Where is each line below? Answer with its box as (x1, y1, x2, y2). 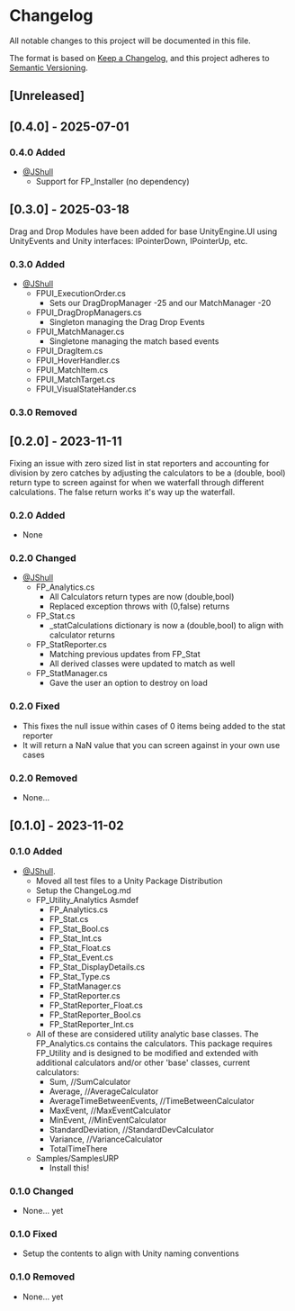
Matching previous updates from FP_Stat (49, 649, 201, 660)
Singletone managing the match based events (49, 336, 219, 347)
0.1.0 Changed (9, 1185, 74, 1198)
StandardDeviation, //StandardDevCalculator (49, 1124, 214, 1135)
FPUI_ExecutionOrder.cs (35, 288, 126, 299)
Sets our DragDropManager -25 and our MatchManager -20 (49, 298, 272, 309)
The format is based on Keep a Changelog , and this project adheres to (9, 52, 270, 63)
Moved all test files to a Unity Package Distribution (35, 875, 223, 886)
